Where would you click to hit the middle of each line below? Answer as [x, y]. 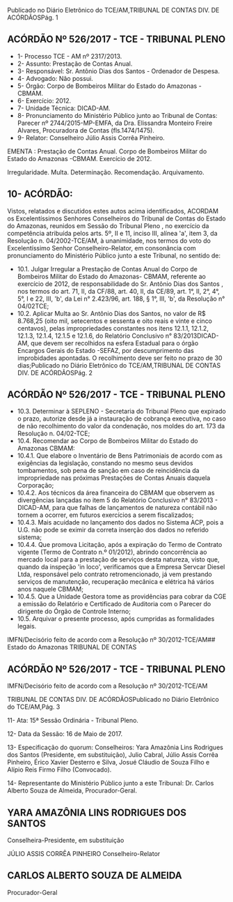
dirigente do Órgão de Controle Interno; [74, 611]
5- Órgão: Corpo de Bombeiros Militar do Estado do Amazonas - [109, 86]
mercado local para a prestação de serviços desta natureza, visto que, [118, 559]
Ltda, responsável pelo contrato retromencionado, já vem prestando [114, 574]
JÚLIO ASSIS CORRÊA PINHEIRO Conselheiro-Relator [84, 854]
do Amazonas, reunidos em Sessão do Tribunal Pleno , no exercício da [108, 225]
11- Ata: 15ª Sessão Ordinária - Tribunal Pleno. [73, 721]
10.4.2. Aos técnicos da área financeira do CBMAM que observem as [116, 493]
